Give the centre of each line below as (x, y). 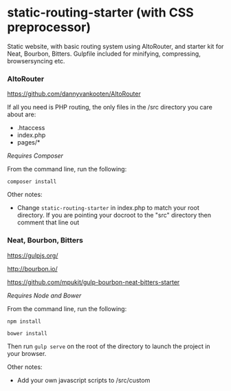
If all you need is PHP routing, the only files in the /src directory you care (110, 107)
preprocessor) (49, 27)
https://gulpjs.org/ (33, 255)
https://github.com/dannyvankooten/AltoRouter (74, 94)
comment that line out (48, 222)
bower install (27, 333)
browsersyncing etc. (36, 61)
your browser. (27, 353)
